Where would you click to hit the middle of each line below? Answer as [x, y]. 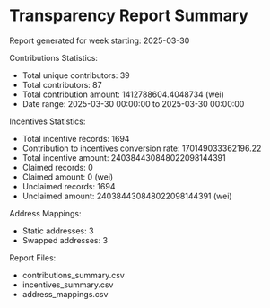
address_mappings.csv [65, 294]
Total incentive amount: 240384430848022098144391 [124, 157]
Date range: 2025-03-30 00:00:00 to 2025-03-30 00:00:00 [133, 103]
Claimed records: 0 [57, 167]
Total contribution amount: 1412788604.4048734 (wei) [123, 94]
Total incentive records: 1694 [76, 138]
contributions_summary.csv [74, 275]
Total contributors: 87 [62, 84]
